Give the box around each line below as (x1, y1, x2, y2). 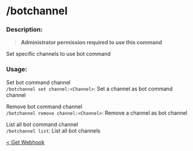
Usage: (6, 65, 28, 74)
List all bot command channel (6, 121, 78, 128)
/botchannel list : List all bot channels (6, 127, 101, 134)
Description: (6, 26, 43, 34)
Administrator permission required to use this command (20, 39, 162, 46)
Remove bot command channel (6, 103, 83, 110)
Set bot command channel (6, 78, 71, 86)
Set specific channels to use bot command (6, 51, 111, 58)
